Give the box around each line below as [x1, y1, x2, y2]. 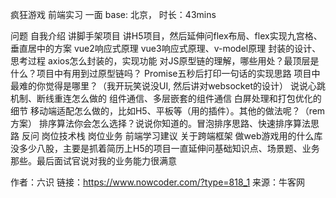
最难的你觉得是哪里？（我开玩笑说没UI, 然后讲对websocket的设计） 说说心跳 [10, 80, 326, 92]
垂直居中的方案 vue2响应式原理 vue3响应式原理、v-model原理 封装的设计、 [10, 43, 322, 54]
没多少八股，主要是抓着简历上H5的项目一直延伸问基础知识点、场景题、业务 [10, 143, 320, 154]
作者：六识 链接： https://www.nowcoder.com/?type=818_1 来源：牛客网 [10, 176, 306, 188]
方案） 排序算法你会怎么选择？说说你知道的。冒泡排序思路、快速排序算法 [10, 118, 311, 129]
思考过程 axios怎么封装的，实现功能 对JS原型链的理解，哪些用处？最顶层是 [10, 55, 320, 67]
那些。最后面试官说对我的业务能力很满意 [10, 155, 177, 167]
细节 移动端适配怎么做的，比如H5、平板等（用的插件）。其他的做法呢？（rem [10, 105, 326, 117]
